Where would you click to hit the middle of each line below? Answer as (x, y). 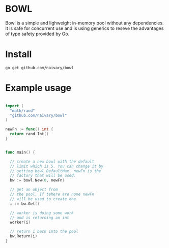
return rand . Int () (30, 134)
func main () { (20, 152)
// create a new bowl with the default (52, 161)
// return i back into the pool (44, 232)
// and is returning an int (40, 218)
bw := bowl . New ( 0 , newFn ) (37, 180)
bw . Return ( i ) (24, 236)
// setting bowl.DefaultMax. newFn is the (55, 171)
